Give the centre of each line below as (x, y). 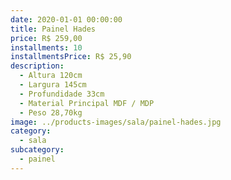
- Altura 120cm (51, 76)
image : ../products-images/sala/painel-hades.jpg (116, 122)
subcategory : (37, 150)
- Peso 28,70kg (51, 112)
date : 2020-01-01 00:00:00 (66, 19)
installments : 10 (46, 47)
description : (37, 66)
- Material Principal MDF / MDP (87, 103)
